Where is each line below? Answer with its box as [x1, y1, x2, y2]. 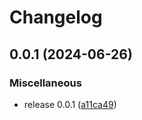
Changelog [9, 6, 103, 29]
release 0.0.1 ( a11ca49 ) [23, 98, 117, 110]
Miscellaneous [9, 76, 82, 90]
